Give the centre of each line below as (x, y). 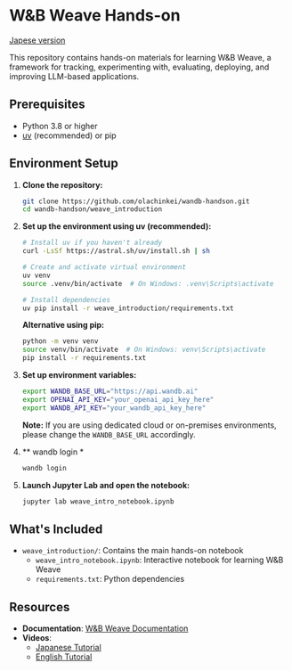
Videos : (36, 638)
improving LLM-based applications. (74, 76)
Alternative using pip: (63, 325)
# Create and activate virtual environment (104, 267)
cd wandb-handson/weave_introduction (92, 209)
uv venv (36, 275)
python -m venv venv (60, 341)
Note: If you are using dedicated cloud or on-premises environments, (150, 425)
